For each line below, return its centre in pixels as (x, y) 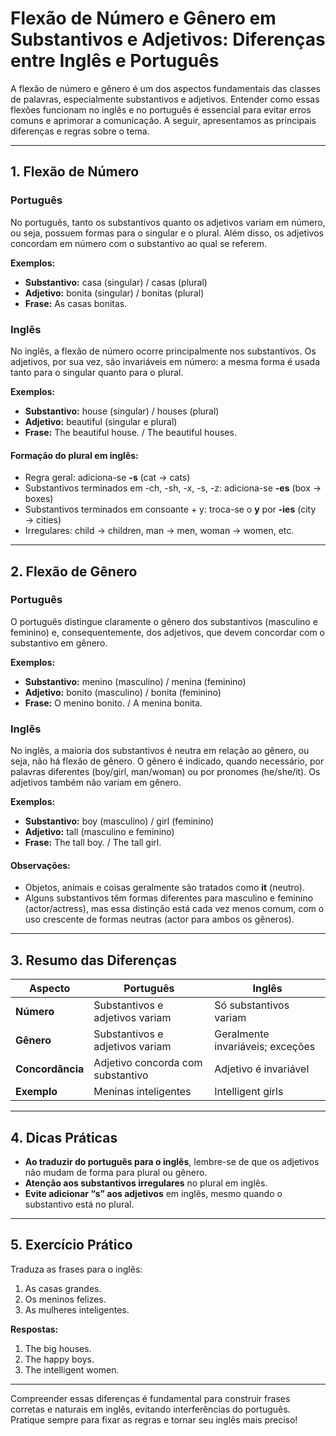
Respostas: (34, 1329)
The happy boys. (59, 1359)
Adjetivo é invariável (262, 1069)
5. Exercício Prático (71, 1245)
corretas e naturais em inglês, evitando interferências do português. (150, 1409)
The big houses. (58, 1348)
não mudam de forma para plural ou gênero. (116, 1172)
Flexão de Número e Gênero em (143, 18)
